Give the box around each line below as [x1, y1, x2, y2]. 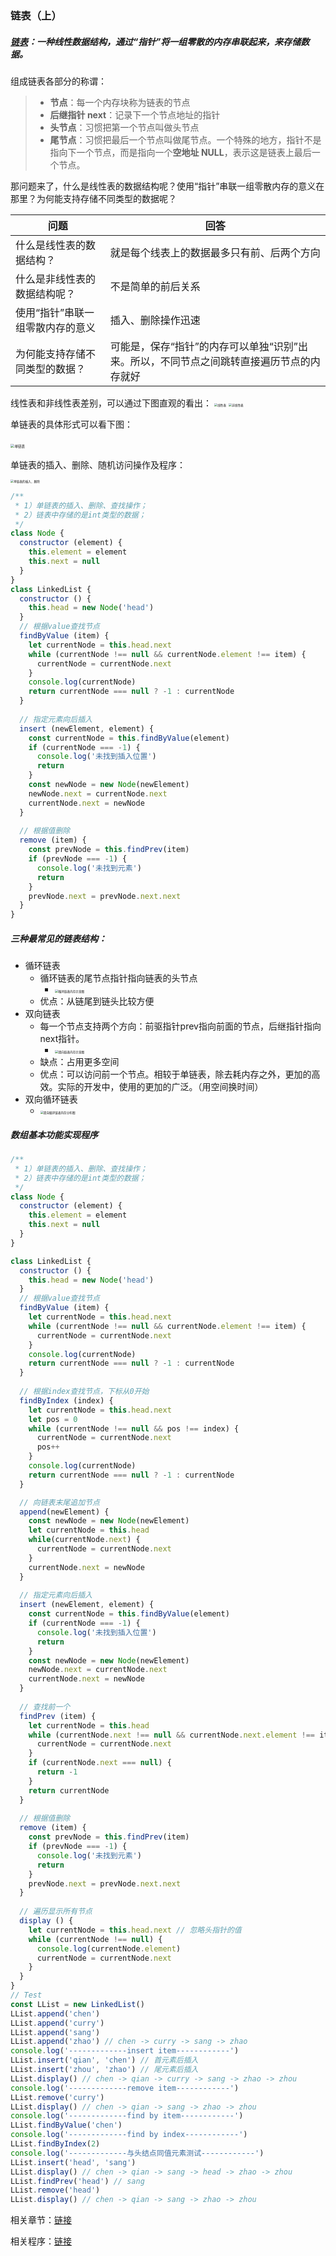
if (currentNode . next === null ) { [28, 1758, 172, 1768]
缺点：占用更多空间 [39, 1056, 120, 1068]
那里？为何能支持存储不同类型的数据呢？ [10, 192, 177, 204]
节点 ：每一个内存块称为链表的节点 [49, 96, 191, 108]
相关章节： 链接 [10, 2214, 72, 2226]
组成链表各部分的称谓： [10, 75, 107, 87]
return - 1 [36, 1767, 78, 1777]
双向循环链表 [24, 1093, 78, 1106]
